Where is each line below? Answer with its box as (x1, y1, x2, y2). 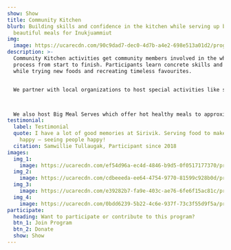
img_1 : (13, 156, 32, 163)
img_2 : (13, 168, 32, 176)
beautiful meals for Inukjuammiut (13, 29, 112, 37)
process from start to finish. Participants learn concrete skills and (13, 61, 223, 68)
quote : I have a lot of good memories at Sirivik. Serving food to (13, 130, 211, 137)
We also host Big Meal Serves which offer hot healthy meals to (13, 111, 201, 118)
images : (7, 149, 30, 156)
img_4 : (13, 194, 32, 200)
